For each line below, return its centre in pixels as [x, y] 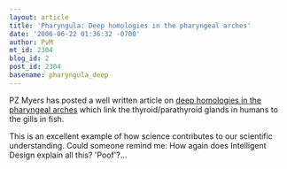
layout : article [39, 17]
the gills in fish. [37, 119]
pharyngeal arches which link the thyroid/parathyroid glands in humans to [144, 109]
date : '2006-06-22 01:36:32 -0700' [75, 34]
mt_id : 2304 [31, 50]
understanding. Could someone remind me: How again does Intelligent [138, 145]
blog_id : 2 [29, 58]
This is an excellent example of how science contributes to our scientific [141, 136]
